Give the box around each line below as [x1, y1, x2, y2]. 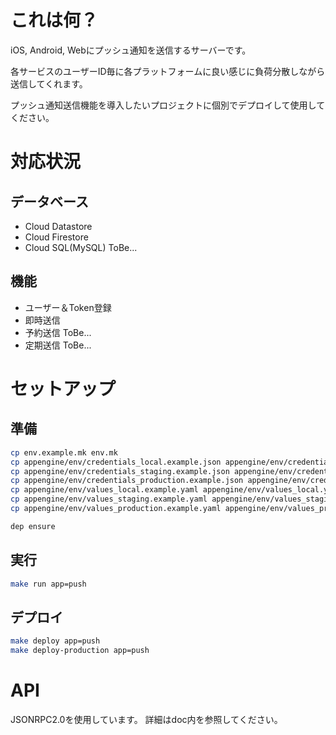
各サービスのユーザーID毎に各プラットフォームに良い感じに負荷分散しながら [10, 65, 326, 77]
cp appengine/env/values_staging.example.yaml [10, 494, 208, 505]
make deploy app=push [10, 636, 101, 646]
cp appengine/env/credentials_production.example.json [10, 476, 244, 486]
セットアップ [10, 377, 117, 400]
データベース [10, 193, 89, 210]
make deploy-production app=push [10, 646, 150, 656]
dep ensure [10, 521, 56, 531]
